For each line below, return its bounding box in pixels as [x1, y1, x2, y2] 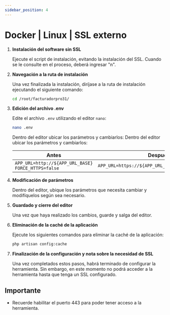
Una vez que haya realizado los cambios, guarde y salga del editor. [12, 212, 153, 218]
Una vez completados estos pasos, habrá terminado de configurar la [12, 261, 156, 267]
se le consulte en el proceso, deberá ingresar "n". [12, 61, 116, 68]
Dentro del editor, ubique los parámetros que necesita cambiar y [12, 187, 147, 193]
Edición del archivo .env [12, 105, 64, 112]
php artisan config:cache [12, 242, 67, 247]
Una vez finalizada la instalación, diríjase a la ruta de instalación [12, 81, 146, 87]
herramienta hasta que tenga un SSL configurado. [12, 271, 117, 277]
